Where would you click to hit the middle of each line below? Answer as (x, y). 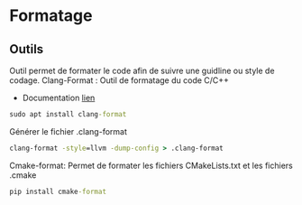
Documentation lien (59, 98)
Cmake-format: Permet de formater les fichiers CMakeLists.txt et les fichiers (151, 165)
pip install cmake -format (58, 191)
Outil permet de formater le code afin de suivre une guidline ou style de (142, 70)
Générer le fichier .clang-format (69, 131)
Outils (27, 49)
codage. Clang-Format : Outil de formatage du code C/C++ (119, 80)
